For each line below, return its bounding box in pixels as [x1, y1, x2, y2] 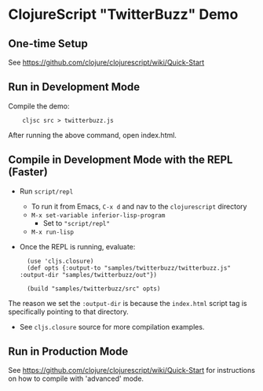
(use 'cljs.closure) [27, 257, 94, 265]
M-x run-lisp [31, 228, 75, 236]
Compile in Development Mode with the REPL [8, 153, 233, 167]
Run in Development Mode [8, 80, 141, 94]
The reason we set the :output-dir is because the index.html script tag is [8, 298, 247, 308]
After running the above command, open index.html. [8, 130, 177, 139]
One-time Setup [8, 37, 88, 50]
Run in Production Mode [8, 345, 129, 359]
